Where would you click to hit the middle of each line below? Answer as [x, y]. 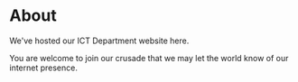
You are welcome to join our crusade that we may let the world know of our [149, 58]
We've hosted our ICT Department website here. [99, 41]
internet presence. [44, 68]
